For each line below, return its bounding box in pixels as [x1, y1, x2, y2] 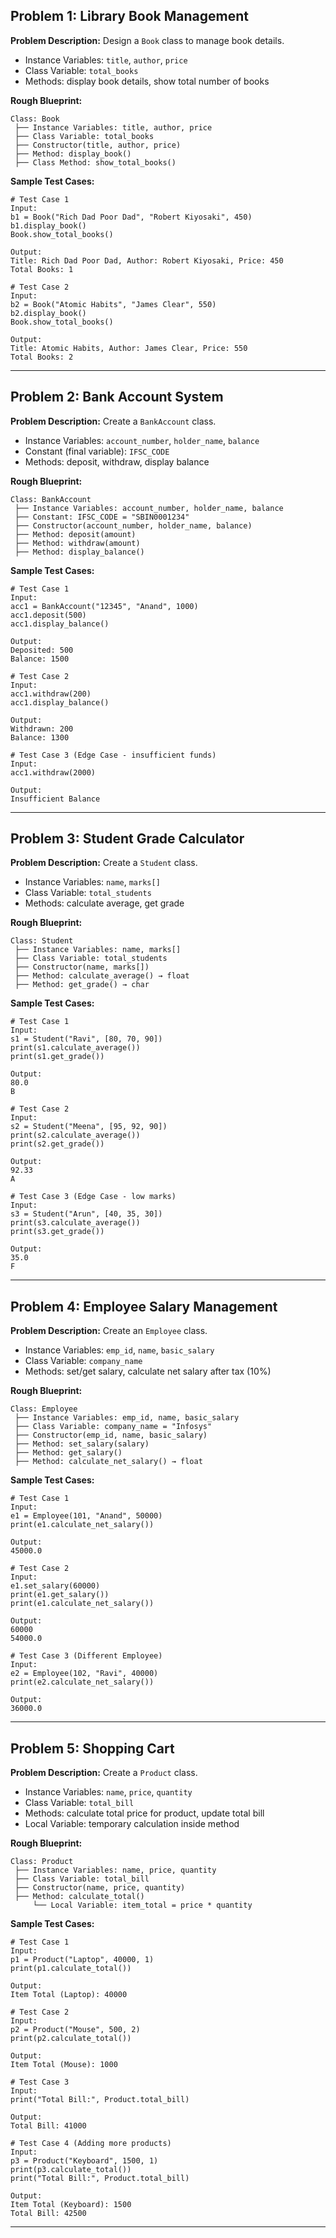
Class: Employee [10, 1404, 78, 1414]
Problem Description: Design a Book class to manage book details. [10, 34, 285, 46]
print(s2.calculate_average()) [10, 1130, 141, 1141]
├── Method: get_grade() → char [14, 980, 150, 990]
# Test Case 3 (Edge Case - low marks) [10, 1192, 177, 1202]
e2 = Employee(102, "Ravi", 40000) [10, 1669, 159, 1679]
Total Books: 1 [10, 264, 74, 274]
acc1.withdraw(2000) [10, 767, 97, 778]
